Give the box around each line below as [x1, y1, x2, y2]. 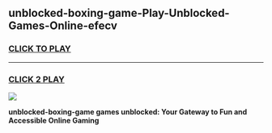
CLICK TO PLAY [8, 44, 71, 55]
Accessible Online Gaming [8, 115, 100, 125]
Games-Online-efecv [8, 19, 117, 33]
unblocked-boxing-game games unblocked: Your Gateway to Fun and [8, 106, 248, 116]
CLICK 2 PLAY [8, 73, 65, 85]
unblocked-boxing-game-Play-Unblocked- [8, 6, 230, 20]
